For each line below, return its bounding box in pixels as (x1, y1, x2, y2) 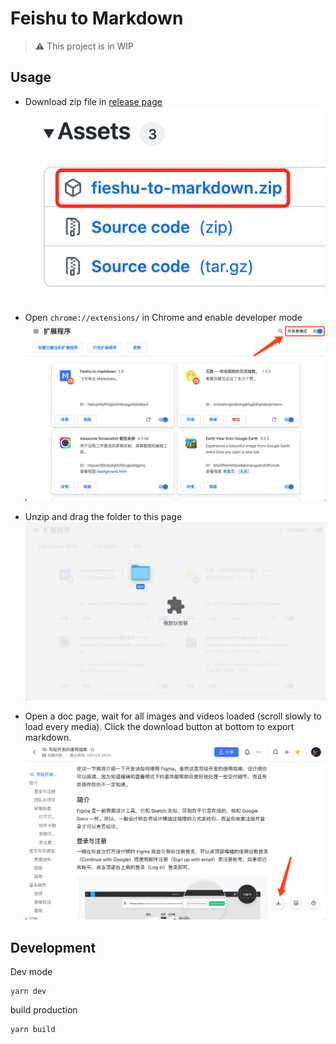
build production (10, 1004, 78, 1016)
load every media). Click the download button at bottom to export (24, 720, 295, 732)
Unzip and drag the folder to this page (24, 511, 183, 523)
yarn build (10, 1025, 56, 1035)
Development (10, 939, 97, 956)
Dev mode (10, 966, 53, 978)
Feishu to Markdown (10, 7, 184, 30)
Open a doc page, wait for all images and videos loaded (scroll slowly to (24, 710, 322, 722)
